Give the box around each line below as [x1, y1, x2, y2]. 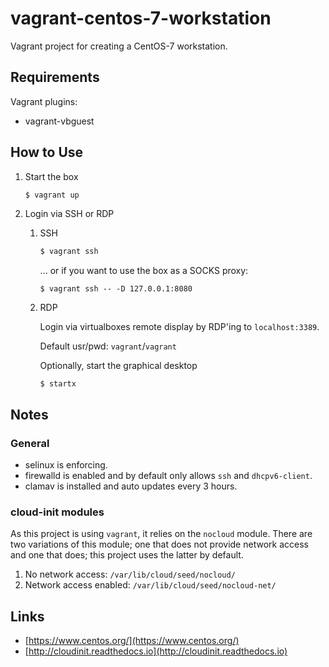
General [10, 436, 50, 450]
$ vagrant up [24, 190, 80, 200]
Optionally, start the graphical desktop [39, 360, 198, 372]
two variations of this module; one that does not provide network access [10, 538, 309, 551]
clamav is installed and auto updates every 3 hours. [24, 480, 238, 492]
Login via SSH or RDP [24, 208, 115, 220]
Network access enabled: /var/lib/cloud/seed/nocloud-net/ [24, 579, 277, 591]
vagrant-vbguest [24, 115, 95, 127]
